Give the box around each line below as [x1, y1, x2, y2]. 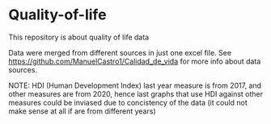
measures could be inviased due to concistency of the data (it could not [8, 97, 248, 107]
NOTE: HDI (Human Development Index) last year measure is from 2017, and [8, 81, 261, 90]
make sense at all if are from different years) [8, 106, 156, 116]
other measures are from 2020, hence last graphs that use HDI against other [8, 89, 264, 98]
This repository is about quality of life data [8, 32, 150, 42]
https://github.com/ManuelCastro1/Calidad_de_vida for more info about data [8, 56, 261, 66]
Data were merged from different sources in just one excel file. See [8, 48, 232, 57]
